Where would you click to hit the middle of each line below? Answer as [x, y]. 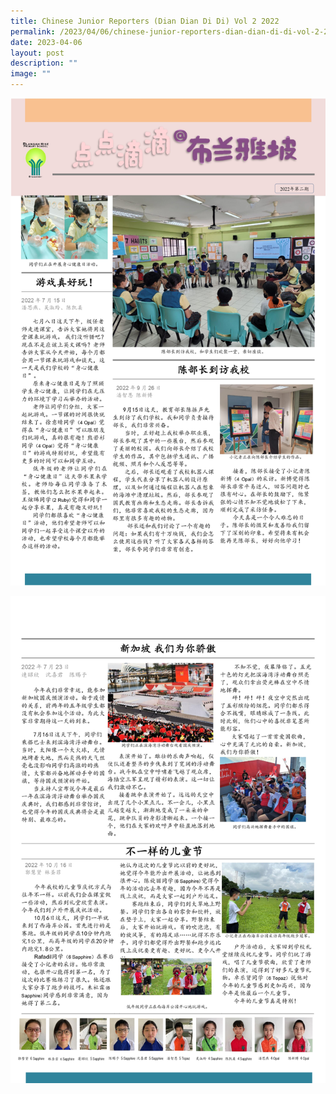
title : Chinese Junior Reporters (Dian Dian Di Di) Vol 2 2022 [145, 21]
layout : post [37, 53]
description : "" [44, 63]
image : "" [31, 74]
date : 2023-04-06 [46, 42]
